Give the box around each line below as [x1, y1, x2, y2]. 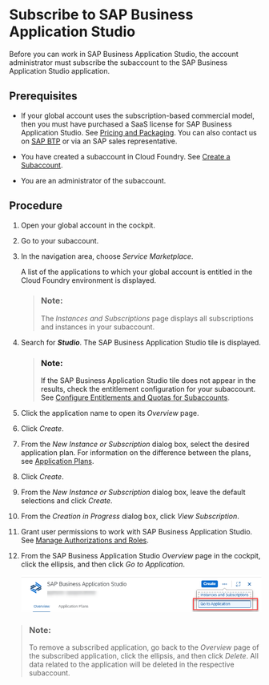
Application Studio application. [9, 66, 110, 75]
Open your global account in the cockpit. [20, 220, 155, 230]
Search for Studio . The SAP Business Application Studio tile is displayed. [20, 337, 261, 347]
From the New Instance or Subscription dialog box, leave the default [20, 487, 247, 498]
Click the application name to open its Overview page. [20, 409, 199, 418]
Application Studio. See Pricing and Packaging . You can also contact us [20, 127, 257, 137]
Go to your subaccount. [20, 236, 99, 245]
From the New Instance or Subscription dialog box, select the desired [20, 439, 250, 449]
